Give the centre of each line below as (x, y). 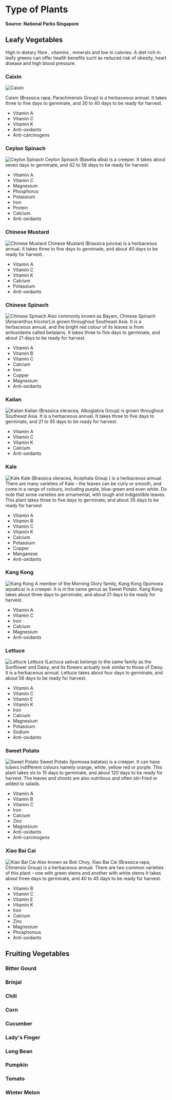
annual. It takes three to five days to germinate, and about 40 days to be (82, 249)
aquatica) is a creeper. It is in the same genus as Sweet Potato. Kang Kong (84, 589)
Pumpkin (17, 1065)
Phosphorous (27, 932)
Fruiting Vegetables (37, 954)
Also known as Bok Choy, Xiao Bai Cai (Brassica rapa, (93, 862)
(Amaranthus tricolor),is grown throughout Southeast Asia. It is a (73, 321)
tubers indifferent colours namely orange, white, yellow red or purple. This (84, 767)
